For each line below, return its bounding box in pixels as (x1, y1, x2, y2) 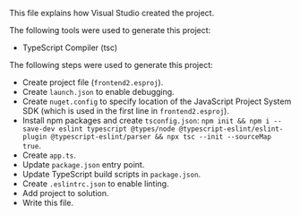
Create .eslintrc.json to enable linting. (21, 178, 169, 189)
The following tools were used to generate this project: (9, 25, 211, 35)
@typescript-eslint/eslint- (178, 125, 284, 133)
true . (21, 141, 42, 150)
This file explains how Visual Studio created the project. (9, 8, 215, 18)
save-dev (21, 125, 56, 133)
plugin (21, 133, 47, 142)
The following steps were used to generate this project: (9, 60, 213, 70)
